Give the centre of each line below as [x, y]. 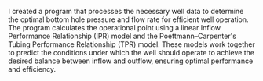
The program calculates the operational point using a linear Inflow [115, 28]
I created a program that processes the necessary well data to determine [126, 11]
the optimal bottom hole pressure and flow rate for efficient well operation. [128, 19]
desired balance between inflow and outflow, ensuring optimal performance [131, 61]
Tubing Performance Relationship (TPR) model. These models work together [131, 44]
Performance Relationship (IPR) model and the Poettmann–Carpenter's [122, 36]
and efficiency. [32, 69]
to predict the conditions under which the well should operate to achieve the [131, 53]
